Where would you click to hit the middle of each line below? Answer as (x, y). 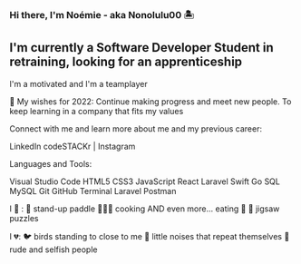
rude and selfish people (53, 249)
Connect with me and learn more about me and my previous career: (136, 128)
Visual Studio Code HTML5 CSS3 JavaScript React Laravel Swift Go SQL (145, 181)
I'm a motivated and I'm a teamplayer (78, 83)
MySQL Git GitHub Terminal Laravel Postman (93, 191)
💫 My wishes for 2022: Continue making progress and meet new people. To (150, 101)
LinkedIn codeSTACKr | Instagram (73, 146)
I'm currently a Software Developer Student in (141, 48)
